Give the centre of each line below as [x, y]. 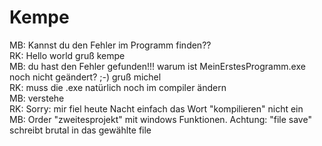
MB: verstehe [37, 98]
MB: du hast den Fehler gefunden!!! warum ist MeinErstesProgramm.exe [157, 66]
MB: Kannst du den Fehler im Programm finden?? [110, 45]
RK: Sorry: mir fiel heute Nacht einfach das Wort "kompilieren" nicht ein [156, 108]
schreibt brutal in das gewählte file [80, 130]
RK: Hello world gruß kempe [67, 55]
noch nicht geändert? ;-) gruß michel [85, 77]
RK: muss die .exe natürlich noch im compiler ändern [118, 87]
